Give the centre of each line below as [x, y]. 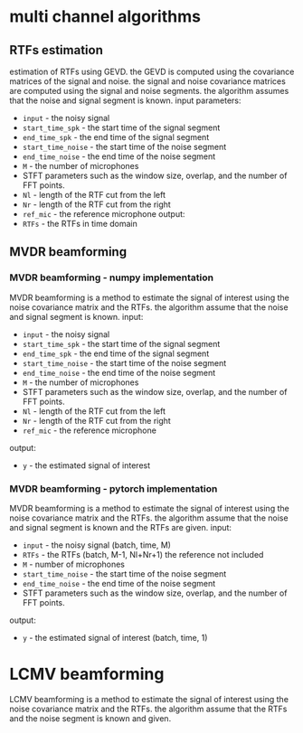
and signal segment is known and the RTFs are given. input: [121, 527]
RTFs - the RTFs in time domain [80, 224]
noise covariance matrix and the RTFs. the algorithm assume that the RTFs [148, 709]
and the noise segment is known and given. [90, 718]
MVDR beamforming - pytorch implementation [114, 488]
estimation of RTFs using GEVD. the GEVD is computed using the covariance [152, 71]
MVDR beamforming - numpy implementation [112, 277]
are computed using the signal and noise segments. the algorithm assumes [149, 91]
